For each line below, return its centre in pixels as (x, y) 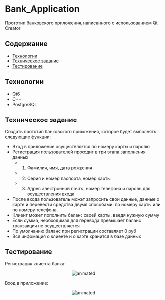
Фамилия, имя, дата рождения (60, 168)
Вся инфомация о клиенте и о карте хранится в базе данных (77, 236)
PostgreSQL (25, 104)
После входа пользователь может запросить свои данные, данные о (86, 199)
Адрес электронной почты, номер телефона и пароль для (89, 189)
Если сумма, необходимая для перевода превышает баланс (77, 220)
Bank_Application (42, 9)
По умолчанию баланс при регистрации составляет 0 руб (74, 231)
